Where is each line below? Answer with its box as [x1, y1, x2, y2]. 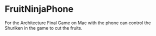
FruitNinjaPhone [4, 3, 73, 15]
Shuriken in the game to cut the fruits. [4, 25, 82, 31]
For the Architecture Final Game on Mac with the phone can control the [4, 20, 151, 26]
